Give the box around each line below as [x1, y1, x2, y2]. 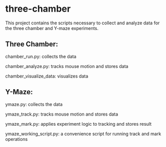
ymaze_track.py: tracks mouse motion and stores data [5, 111, 118, 117]
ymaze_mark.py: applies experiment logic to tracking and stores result [5, 121, 152, 127]
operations [5, 136, 28, 142]
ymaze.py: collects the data [5, 101, 63, 107]
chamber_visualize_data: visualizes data [5, 73, 89, 79]
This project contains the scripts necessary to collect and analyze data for [5, 20, 160, 26]
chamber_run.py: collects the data [5, 53, 77, 59]
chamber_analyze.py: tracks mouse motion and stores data [5, 63, 129, 69]
